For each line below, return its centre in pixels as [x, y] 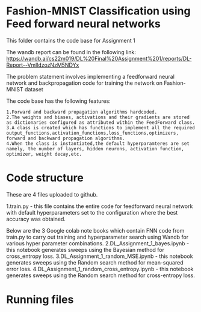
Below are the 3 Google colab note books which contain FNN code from [95, 230]
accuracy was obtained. [36, 219]
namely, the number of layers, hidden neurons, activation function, [95, 148]
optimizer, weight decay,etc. [44, 154]
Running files [40, 300]
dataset [34, 89]
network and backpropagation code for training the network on [84, 83]
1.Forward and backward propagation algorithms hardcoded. [82, 112]
